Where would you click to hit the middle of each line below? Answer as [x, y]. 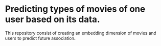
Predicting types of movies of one [75, 9]
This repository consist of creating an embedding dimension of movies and [81, 33]
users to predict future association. [40, 38]
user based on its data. [53, 19]
